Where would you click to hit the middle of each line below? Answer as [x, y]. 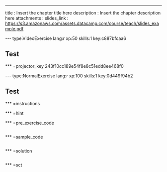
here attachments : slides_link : [37, 18]
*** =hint [14, 113]
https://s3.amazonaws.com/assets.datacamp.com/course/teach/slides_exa [82, 23]
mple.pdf [14, 29]
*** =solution [19, 151]
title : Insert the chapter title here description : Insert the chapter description [83, 13]
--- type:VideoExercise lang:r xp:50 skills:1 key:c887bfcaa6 [66, 38]
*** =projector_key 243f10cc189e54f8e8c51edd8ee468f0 [64, 66]
